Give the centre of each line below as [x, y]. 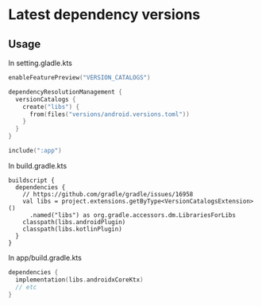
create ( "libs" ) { [51, 107]
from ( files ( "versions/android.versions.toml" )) [110, 114]
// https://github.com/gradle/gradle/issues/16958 [108, 194]
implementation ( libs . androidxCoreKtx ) [80, 280]
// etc [26, 287]
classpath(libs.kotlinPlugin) [73, 229]
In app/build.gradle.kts [45, 258]
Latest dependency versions [104, 15]
